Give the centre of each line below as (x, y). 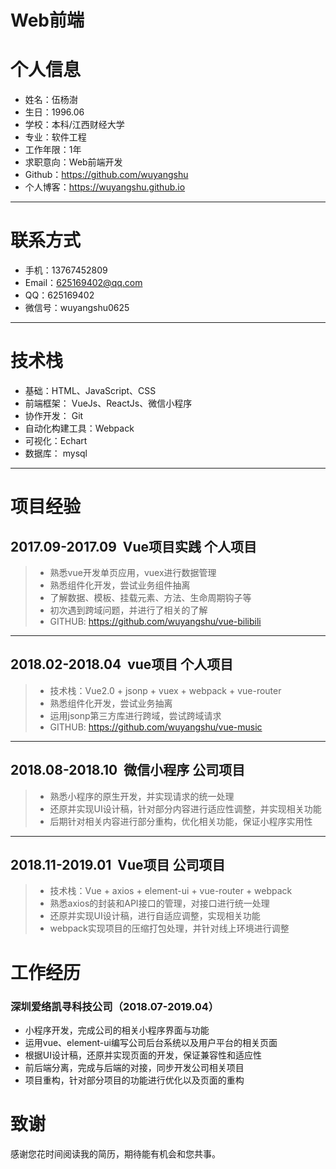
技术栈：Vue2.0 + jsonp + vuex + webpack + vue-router (165, 690)
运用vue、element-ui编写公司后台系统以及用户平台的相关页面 (151, 1042)
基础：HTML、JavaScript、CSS (90, 390)
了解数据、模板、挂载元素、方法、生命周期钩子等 (150, 597)
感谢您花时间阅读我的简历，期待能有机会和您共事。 (115, 1153)
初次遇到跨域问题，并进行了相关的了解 (128, 610)
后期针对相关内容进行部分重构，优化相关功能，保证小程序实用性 (181, 821)
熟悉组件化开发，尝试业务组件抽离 (120, 585)
